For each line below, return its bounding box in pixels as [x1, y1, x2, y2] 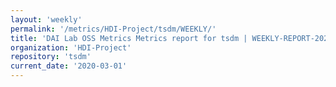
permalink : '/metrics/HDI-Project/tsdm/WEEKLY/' [10, 24, 217, 34]
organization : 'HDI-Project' [10, 42, 132, 53]
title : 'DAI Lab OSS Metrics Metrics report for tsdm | [10, 33, 248, 43]
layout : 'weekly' [10, 14, 83, 25]
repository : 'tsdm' [10, 52, 92, 62]
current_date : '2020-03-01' [10, 61, 128, 71]
